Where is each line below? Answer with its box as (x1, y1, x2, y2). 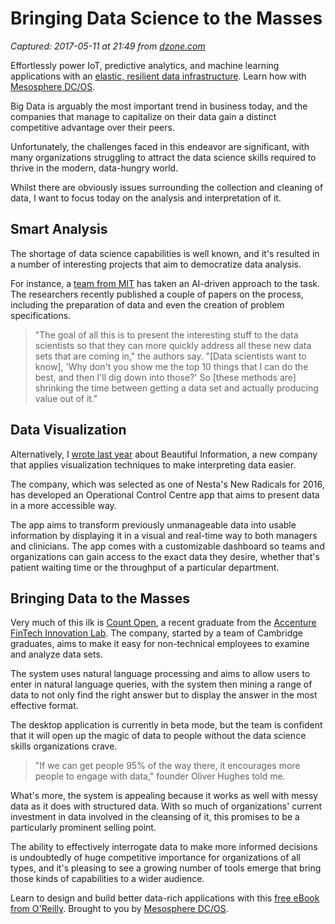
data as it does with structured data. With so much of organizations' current (10, 800, 323, 812)
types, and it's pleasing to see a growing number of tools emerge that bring (10, 862, 322, 874)
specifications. (10, 309, 72, 321)
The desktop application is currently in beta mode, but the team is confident (10, 719, 323, 731)
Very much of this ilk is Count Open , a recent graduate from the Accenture (10, 617, 317, 629)
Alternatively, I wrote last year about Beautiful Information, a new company (10, 448, 318, 460)
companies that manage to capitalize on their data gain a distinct (10, 110, 277, 122)
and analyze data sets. (10, 648, 103, 661)
